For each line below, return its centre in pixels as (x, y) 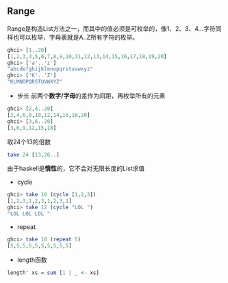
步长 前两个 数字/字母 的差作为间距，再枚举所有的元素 (91, 96)
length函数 (32, 260)
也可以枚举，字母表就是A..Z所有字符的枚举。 (76, 37)
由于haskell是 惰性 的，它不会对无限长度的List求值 (76, 169)
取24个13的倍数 (29, 141)
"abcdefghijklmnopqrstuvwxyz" (50, 69)
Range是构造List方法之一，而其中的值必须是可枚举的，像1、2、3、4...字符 (111, 28)
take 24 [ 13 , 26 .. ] (33, 154)
